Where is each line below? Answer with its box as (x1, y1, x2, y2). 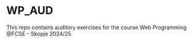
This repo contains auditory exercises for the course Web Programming (6, 24, 187, 31)
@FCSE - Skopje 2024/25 (6, 30, 72, 37)
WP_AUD (6, 4, 53, 18)
